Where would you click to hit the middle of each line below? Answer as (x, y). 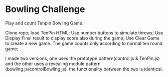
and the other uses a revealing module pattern (53, 63)
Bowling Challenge (45, 9)
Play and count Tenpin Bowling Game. (44, 23)
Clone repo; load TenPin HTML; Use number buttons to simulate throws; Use (84, 32)
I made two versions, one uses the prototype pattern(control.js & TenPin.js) (82, 58)
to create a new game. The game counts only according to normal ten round (84, 43)
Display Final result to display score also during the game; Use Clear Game (82, 38)
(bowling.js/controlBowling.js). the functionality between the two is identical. (84, 69)
